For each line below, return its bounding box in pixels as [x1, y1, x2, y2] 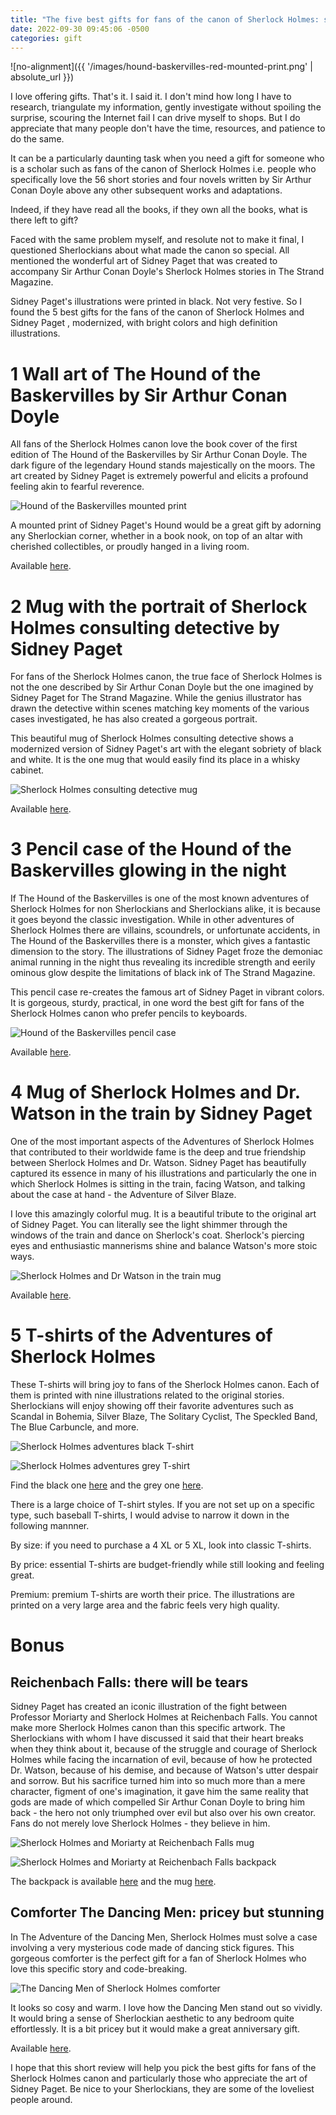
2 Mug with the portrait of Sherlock [10, 595, 308, 618]
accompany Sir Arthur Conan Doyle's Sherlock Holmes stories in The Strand [10, 266, 325, 278]
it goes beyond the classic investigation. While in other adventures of [10, 914, 295, 926]
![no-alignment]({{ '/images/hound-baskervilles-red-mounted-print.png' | [10, 61, 313, 73]
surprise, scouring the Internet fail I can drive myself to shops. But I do [10, 112, 301, 124]
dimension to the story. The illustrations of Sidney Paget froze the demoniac [10, 946, 324, 958]
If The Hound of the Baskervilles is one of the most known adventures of [10, 892, 310, 905]
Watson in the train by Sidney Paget [10, 1102, 313, 1125]
